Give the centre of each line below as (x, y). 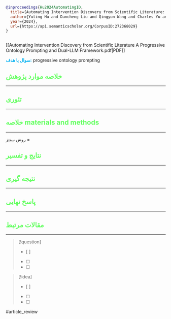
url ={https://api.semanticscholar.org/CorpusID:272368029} (74, 26)
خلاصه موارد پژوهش (34, 76)
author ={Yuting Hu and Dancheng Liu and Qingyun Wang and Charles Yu (85, 17)
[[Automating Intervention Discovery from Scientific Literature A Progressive (85, 45)
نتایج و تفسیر (24, 156)
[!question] (30, 242)
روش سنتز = (18, 139)
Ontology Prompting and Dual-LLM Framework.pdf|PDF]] (65, 50)
